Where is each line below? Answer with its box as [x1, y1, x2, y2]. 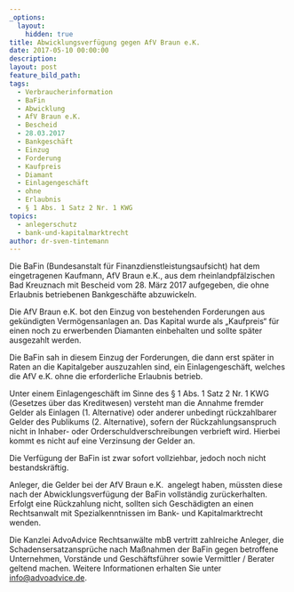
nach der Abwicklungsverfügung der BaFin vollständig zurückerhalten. [9, 489, 268, 499]
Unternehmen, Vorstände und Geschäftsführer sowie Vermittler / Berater [9, 554, 275, 564]
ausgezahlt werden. [9, 335, 82, 345]
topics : [9, 211, 38, 221]
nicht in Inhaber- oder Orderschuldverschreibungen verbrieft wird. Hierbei [9, 426, 281, 437]
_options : [9, 12, 46, 22]
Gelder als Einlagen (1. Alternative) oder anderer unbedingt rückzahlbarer [9, 407, 277, 418]
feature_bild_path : [9, 71, 82, 80]
